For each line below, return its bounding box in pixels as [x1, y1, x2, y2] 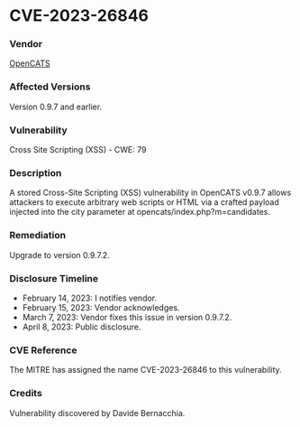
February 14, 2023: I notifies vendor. [22, 292, 158, 303]
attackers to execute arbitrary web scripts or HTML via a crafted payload [9, 197, 279, 208]
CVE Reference [9, 344, 77, 357]
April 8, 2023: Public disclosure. [22, 321, 141, 332]
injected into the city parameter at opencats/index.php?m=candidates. [9, 207, 270, 218]
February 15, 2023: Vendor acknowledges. [22, 302, 180, 312]
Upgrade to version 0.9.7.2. [9, 249, 110, 260]
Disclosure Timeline [9, 272, 99, 284]
